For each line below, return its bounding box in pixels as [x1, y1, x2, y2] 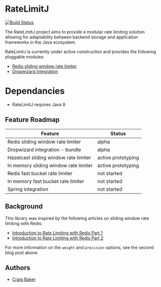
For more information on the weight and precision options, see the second [5, 244, 154, 250]
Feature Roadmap [5, 116, 60, 124]
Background [5, 202, 43, 211]
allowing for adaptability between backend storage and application [5, 34, 138, 40]
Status [110, 130, 126, 137]
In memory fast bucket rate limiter [7, 178, 84, 184]
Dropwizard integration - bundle [7, 146, 81, 153]
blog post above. [5, 250, 39, 255]
